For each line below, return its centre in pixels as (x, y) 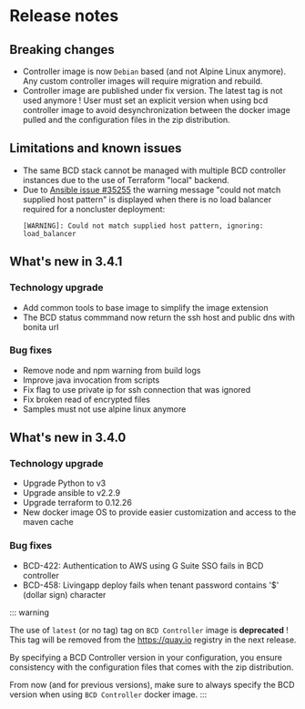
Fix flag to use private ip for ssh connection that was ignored (137, 389)
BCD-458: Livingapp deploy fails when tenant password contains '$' (151, 585)
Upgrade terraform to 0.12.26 (77, 503)
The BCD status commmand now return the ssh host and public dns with (159, 317)
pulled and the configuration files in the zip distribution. (126, 120)
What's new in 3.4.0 (68, 438)
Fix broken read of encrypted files (86, 399)
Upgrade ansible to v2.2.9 (71, 493)
